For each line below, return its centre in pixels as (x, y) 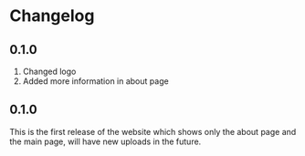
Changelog (52, 16)
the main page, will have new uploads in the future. (105, 141)
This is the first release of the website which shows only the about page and (153, 131)
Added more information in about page (95, 81)
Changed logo (49, 71)
